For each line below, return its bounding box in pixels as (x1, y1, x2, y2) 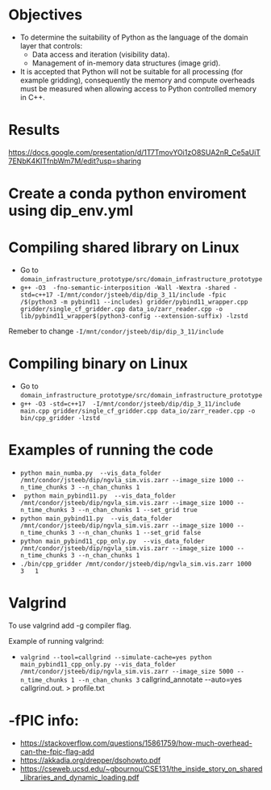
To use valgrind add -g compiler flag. (8, 620, 131, 630)
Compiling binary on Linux (8, 355, 188, 373)
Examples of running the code (8, 441, 214, 460)
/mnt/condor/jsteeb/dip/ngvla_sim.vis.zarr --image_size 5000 (19, 667, 234, 675)
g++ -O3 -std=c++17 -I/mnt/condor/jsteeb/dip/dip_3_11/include (19, 400, 241, 408)
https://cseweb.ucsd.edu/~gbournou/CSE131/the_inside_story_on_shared (19, 763, 263, 773)
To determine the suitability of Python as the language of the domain (19, 32, 248, 42)
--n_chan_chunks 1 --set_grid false (77, 528, 202, 536)
